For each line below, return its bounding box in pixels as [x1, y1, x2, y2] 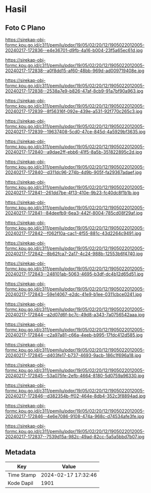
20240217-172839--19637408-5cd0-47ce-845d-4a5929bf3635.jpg [5, 129, 146, 135]
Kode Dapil [7, 479, 33, 486]
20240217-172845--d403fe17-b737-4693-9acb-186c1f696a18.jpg [5, 352, 141, 358]
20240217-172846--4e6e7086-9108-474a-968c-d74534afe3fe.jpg [5, 413, 144, 419]
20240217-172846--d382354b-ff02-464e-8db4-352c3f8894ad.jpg [5, 393, 146, 399]
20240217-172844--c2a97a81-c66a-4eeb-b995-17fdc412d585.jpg [5, 332, 143, 338]
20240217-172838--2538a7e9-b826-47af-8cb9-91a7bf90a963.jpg [5, 88, 143, 94]
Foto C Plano [5, 24, 45, 32]
